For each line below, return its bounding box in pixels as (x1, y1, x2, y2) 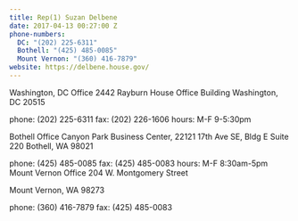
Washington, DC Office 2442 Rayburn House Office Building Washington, (9, 86, 278, 98)
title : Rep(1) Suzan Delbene (9, 12, 118, 22)
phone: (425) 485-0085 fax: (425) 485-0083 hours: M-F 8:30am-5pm (9, 158, 269, 168)
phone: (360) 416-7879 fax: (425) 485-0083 (9, 201, 172, 212)
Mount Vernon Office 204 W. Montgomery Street (9, 167, 189, 178)
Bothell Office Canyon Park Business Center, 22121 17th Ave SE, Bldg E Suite (9, 131, 289, 142)
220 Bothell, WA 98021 (9, 140, 94, 151)
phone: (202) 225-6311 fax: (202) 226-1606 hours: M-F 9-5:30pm (9, 113, 252, 125)
